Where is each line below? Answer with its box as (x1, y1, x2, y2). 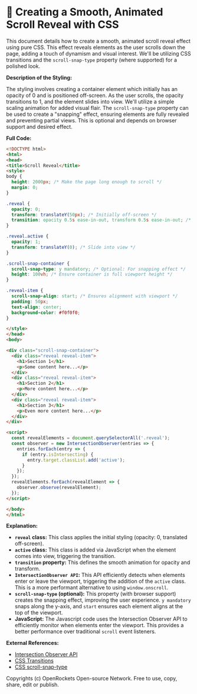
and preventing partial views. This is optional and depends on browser (6, 116, 177, 124)
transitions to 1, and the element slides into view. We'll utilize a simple (6, 98, 175, 105)
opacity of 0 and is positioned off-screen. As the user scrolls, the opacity (6, 92, 184, 99)
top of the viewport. (14, 609, 63, 617)
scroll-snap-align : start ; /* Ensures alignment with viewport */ (11, 293, 178, 299)
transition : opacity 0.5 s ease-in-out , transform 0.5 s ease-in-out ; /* (11, 217, 192, 223)
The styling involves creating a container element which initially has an (6, 85, 178, 92)
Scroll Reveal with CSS (6, 18, 119, 31)
